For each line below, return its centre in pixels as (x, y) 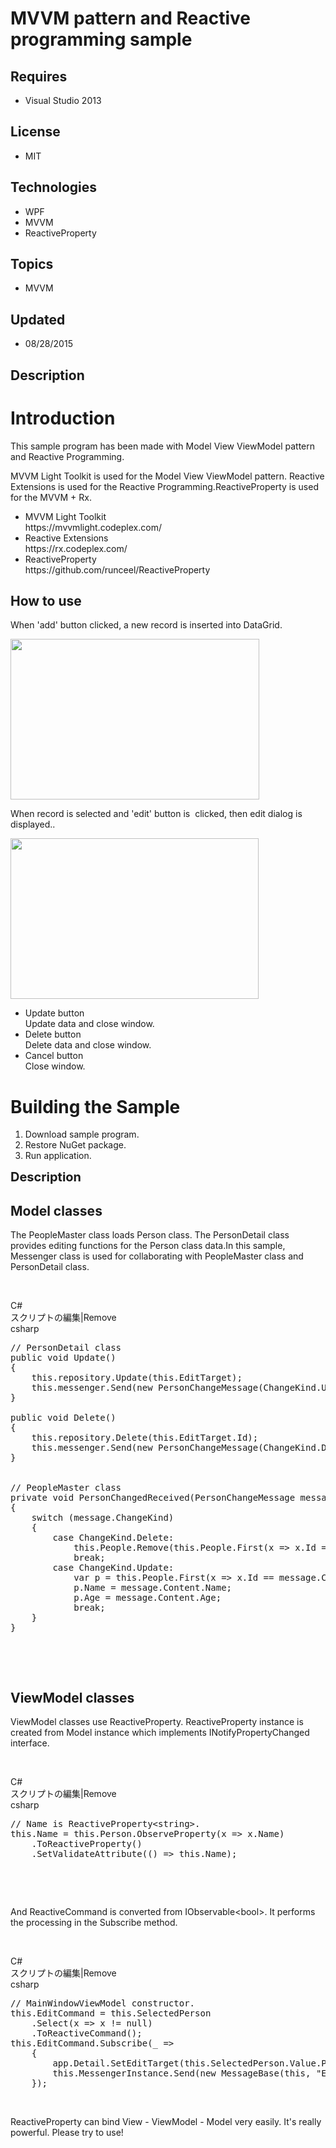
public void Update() (63, 1358)
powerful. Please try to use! (67, 2132)
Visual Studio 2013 (63, 100)
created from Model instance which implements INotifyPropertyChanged (160, 1732)
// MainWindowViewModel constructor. (103, 2003)
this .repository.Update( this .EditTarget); (137, 1378)
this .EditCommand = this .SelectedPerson (111, 2013)
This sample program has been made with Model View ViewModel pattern (163, 446)
